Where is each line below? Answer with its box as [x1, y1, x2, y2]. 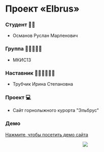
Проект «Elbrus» [5, 3, 80, 15]
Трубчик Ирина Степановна [12, 81, 74, 87]
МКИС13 [12, 57, 31, 63]
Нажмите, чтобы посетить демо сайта [5, 131, 89, 137]
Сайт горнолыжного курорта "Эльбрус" [12, 107, 99, 113]
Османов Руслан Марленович [12, 32, 78, 39]
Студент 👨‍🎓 [5, 21, 36, 28]
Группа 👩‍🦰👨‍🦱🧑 [5, 45, 42, 52]
